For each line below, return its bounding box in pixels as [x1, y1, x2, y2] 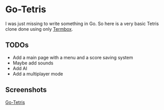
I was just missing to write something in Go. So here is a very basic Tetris [5, 20, 159, 27]
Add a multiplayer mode [12, 71, 63, 77]
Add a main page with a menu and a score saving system [12, 54, 133, 60]
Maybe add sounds [12, 60, 54, 66]
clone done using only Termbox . [5, 26, 73, 32]
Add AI [12, 65, 27, 71]
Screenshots [5, 85, 47, 94]
